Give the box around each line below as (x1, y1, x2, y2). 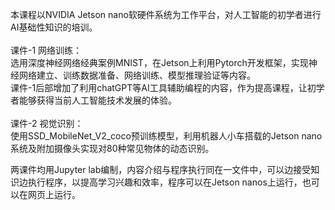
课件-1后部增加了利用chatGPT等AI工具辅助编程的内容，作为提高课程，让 (10, 82, 308, 93)
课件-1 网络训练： (10, 44, 83, 56)
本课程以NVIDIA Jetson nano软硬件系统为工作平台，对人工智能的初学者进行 (10, 9, 322, 20)
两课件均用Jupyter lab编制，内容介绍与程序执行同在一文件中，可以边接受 (10, 164, 312, 175)
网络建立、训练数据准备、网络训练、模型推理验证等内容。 (18, 69, 256, 81)
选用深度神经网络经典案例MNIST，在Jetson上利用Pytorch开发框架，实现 (10, 57, 309, 68)
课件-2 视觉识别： (10, 118, 84, 129)
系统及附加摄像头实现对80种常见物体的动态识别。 (10, 143, 215, 154)
